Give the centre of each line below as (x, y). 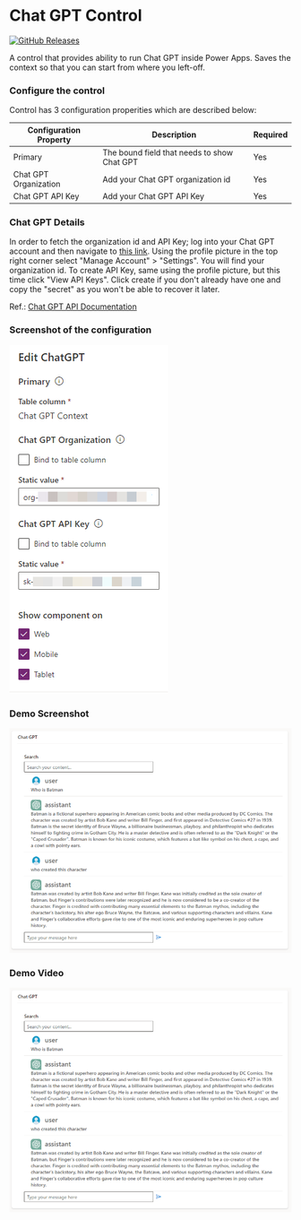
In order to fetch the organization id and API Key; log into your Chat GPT (142, 242)
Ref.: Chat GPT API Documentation (73, 307)
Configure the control (57, 91)
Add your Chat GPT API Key (153, 196)
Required (271, 134)
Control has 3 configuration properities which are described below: (133, 110)
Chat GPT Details (47, 222)
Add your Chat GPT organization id (167, 179)
